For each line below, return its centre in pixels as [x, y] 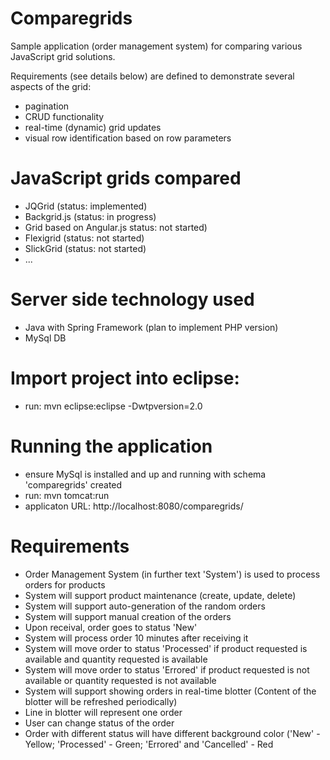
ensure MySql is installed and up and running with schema [145, 474]
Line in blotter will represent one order [103, 712]
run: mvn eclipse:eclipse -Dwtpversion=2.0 [113, 406]
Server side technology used [132, 299]
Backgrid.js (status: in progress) [90, 216]
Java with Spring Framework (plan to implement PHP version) [151, 327]
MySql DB [45, 338]
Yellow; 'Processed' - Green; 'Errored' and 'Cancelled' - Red [149, 744]
